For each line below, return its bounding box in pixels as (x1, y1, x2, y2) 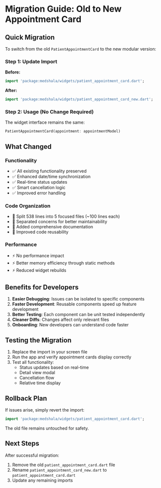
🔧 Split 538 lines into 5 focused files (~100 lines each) (12, 213, 120, 220)
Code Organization (5, 202, 51, 209)
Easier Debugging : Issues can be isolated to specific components (12, 296, 145, 302)
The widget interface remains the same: (5, 119, 85, 125)
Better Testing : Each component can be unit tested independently (12, 312, 145, 318)
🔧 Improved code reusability (12, 229, 69, 235)
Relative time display (19, 380, 61, 386)
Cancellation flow (19, 375, 54, 381)
